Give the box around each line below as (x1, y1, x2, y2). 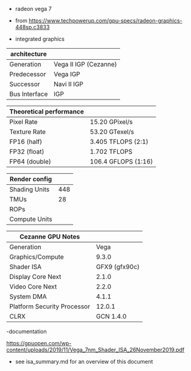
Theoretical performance (9, 107, 84, 115)
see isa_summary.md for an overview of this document (15, 358, 154, 365)
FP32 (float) (9, 148, 45, 156)
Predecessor (9, 70, 46, 78)
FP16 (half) (9, 137, 43, 146)
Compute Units (9, 215, 53, 223)
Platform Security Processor (9, 302, 90, 311)
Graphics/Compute (9, 253, 64, 261)
